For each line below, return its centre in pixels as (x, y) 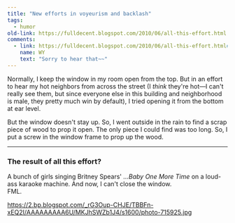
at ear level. (24, 108)
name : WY (33, 53)
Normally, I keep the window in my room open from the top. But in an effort (115, 79)
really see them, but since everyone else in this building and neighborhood (115, 93)
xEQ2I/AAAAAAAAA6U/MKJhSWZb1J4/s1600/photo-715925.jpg (100, 213)
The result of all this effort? (54, 161)
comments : (22, 40)
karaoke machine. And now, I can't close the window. (95, 184)
